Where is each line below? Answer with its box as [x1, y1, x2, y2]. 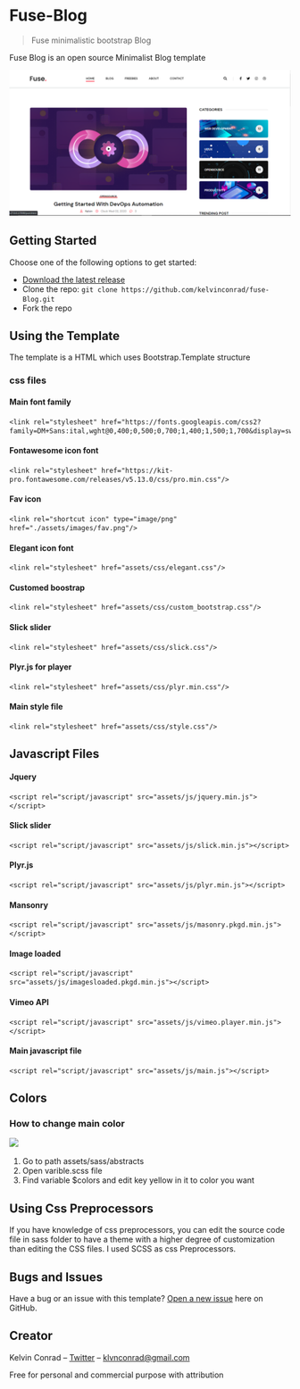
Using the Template [9, 329, 121, 344]
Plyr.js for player [9, 661, 72, 672]
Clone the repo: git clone [21, 283, 118, 295]
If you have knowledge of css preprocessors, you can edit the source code [9, 1225, 286, 1235]
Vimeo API [9, 996, 49, 1007]
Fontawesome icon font [9, 445, 99, 456]
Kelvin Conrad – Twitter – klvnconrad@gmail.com [9, 1352, 190, 1362]
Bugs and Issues [9, 1269, 104, 1285]
